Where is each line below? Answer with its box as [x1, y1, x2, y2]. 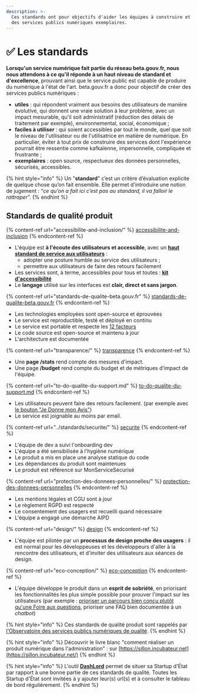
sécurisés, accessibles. [14, 164, 72, 171]
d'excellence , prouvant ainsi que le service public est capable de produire [6, 77, 186, 84]
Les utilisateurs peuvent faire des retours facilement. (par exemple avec [14, 400, 189, 407]
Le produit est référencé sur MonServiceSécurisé [14, 466, 135, 473]
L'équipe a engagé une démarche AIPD [14, 514, 110, 521]
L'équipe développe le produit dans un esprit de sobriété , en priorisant [14, 585, 187, 592]
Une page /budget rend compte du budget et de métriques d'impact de [14, 365, 188, 372]
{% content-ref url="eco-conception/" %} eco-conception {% [6, 567, 156, 574]
